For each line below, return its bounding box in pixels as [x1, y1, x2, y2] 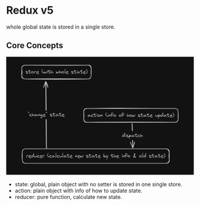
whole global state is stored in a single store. [6, 23, 115, 30]
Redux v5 [6, 4, 54, 17]
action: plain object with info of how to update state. [14, 187, 143, 194]
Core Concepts [6, 40, 64, 51]
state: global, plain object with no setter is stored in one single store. [14, 181, 183, 188]
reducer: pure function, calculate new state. [14, 193, 123, 201]
